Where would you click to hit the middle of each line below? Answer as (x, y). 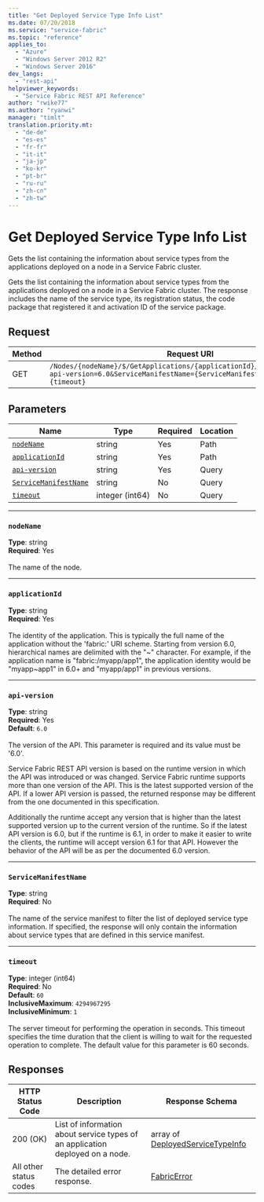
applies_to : (27, 45)
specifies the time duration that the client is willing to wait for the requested (130, 1036)
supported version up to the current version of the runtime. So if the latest (128, 825)
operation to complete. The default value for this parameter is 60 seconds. (129, 1045)
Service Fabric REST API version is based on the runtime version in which (127, 768)
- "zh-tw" (31, 198)
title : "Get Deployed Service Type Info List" (86, 15)
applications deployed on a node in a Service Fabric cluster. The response (128, 291)
